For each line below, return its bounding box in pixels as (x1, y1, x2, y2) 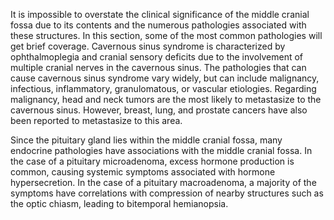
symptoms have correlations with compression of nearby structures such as (10, 187, 324, 199)
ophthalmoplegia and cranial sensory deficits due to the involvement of (10, 51, 304, 63)
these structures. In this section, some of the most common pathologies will (10, 30, 323, 41)
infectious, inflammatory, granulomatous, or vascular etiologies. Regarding (10, 83, 317, 94)
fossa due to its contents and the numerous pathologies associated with (10, 19, 307, 31)
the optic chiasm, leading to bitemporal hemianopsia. (10, 198, 229, 209)
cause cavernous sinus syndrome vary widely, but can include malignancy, (10, 72, 320, 84)
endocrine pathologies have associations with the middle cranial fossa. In (10, 145, 313, 156)
